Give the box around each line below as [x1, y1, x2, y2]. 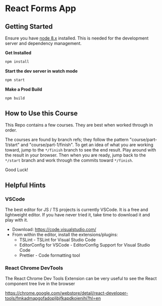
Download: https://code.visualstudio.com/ [12, 227, 96, 232]
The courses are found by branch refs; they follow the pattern [5, 137, 129, 143]
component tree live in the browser [5, 281, 75, 287]
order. [5, 127, 17, 133]
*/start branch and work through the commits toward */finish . [5, 157, 133, 163]
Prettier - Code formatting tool [19, 252, 80, 258]
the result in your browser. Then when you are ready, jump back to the [5, 152, 146, 158]
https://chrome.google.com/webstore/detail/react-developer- [5, 290, 128, 296]
